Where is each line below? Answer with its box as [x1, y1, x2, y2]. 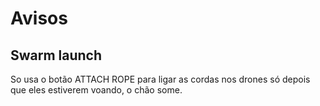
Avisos [10, 7, 68, 30]
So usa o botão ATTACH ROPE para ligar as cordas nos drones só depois [10, 73, 311, 85]
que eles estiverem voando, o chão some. [10, 84, 183, 96]
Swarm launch [10, 47, 103, 64]
